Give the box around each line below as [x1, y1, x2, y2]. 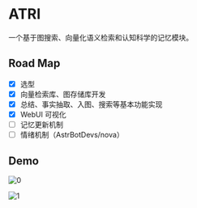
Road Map [8, 57, 61, 70]
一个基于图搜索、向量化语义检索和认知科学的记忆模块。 [8, 32, 193, 42]
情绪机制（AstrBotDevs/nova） [19, 130, 124, 140]
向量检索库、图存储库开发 [19, 89, 106, 99]
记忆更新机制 [19, 120, 63, 129]
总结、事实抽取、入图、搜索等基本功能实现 [19, 99, 163, 109]
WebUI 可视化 [19, 109, 66, 119]
